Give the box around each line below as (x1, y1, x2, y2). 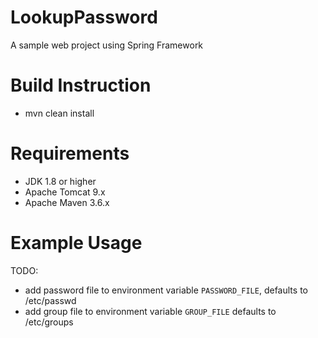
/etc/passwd (24, 294, 77, 306)
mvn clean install (24, 107, 95, 119)
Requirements (10, 142, 130, 165)
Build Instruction (10, 74, 152, 97)
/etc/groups (24, 316, 74, 328)
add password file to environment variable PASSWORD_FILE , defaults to (24, 284, 308, 296)
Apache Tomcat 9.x (24, 186, 106, 198)
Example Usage (10, 232, 143, 254)
